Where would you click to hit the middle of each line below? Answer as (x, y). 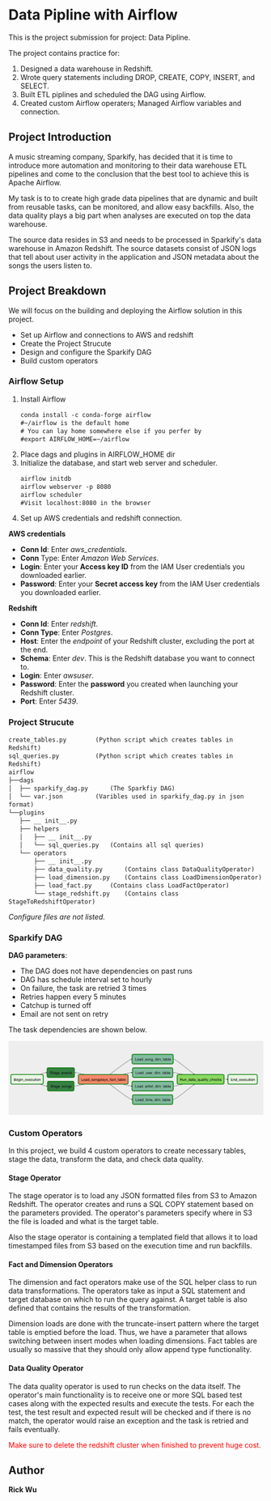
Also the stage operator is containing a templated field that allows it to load (133, 1237)
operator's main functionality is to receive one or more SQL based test (125, 1395)
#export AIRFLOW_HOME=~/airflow (74, 439)
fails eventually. (34, 1429)
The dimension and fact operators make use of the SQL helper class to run (133, 1282)
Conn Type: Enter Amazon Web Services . (89, 558)
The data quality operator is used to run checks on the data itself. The (125, 1386)
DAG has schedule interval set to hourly (86, 980)
